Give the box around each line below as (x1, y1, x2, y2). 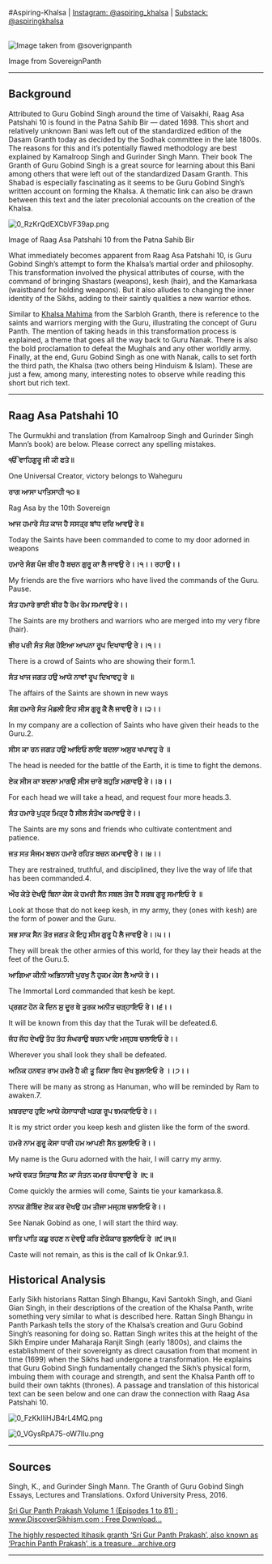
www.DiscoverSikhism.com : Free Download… (8, 1515, 162, 1524)
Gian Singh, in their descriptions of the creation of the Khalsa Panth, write (8, 1303, 253, 1313)
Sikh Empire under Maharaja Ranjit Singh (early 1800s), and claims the (8, 1337, 243, 1347)
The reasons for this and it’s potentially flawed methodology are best (8, 142, 237, 153)
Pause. (8, 584, 32, 593)
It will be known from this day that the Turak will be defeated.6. (8, 1018, 219, 1027)
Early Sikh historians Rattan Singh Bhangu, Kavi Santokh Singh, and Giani (8, 1294, 253, 1304)
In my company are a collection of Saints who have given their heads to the (8, 720, 259, 729)
